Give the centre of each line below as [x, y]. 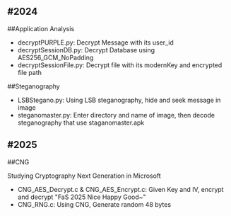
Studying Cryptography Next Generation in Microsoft [84, 176]
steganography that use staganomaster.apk [81, 123]
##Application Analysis [41, 28]
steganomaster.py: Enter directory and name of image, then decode [116, 115]
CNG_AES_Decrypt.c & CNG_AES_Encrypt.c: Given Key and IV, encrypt [120, 189]
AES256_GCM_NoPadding [55, 57]
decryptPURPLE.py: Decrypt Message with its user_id [96, 42]
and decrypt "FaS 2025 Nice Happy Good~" [82, 197]
